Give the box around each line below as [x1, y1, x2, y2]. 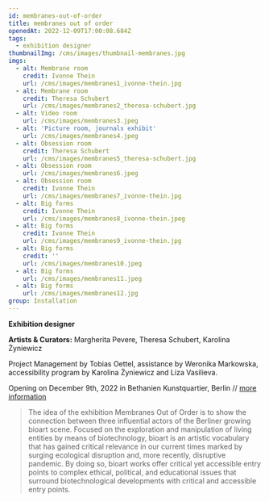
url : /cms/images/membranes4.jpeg [23, 132, 139, 140]
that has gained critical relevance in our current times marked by [27, 441, 243, 451]
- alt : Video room [15, 110, 78, 118]
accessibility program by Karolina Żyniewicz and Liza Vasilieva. [8, 367, 218, 377]
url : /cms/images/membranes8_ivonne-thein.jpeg [23, 215, 185, 223]
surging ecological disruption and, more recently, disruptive [27, 450, 226, 460]
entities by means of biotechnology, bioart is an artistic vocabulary [27, 433, 250, 442]
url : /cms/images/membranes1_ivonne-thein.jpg [23, 79, 182, 87]
